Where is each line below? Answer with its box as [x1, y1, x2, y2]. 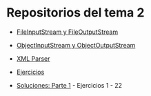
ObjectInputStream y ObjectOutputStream [16, 41, 136, 49]
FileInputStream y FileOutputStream [16, 28, 119, 36]
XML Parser [16, 54, 50, 63]
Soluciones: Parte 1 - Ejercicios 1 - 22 [16, 81, 122, 89]
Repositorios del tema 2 [6, 5, 145, 21]
